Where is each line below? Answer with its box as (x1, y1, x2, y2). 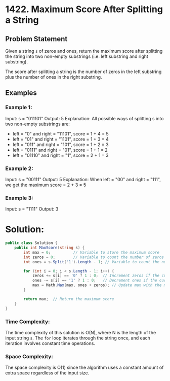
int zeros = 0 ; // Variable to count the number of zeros (23, 255, 164, 260)
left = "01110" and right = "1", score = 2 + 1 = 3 (12, 152, 109, 158)
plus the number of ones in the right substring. (5, 74, 102, 80)
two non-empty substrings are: (5, 121, 70, 127)
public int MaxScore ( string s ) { (14, 245, 85, 251)
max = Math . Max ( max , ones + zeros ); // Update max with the (32, 283, 162, 288)
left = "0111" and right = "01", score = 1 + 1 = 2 (12, 147, 108, 153)
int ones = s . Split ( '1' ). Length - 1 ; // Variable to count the (23, 259, 159, 264)
